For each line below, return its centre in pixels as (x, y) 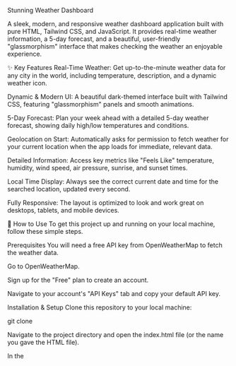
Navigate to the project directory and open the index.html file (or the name (116, 335)
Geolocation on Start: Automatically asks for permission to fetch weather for (118, 139)
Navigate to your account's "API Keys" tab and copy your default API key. (114, 294)
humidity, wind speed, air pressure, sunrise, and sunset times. (98, 168)
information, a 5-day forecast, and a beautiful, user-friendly (94, 39)
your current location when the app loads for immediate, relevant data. (110, 147)
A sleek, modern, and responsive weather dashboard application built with (116, 24)
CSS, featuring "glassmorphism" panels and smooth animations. (101, 104)
